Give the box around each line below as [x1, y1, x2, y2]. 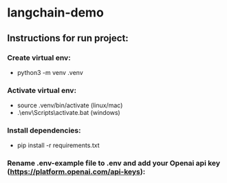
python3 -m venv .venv [17, 68, 84, 76]
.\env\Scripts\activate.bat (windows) [17, 109, 120, 117]
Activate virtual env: [7, 85, 77, 95]
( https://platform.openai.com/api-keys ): [7, 167, 146, 177]
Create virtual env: [7, 53, 71, 63]
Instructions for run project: [7, 32, 129, 44]
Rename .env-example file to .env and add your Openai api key [7, 158, 221, 168]
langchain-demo [7, 5, 105, 21]
